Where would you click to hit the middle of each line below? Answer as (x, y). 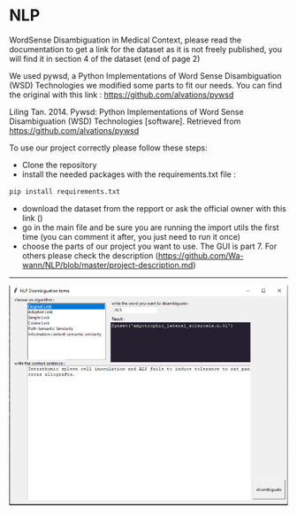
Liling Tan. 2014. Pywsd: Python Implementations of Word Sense (127, 111)
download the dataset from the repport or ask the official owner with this (154, 208)
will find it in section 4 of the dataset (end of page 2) (105, 58)
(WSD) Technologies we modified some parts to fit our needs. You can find (146, 85)
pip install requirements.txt (65, 191)
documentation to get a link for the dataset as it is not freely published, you (146, 49)
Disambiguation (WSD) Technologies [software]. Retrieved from (125, 121)
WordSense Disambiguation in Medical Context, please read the (125, 40)
